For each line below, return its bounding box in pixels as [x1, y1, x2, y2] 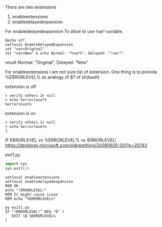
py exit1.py [5, 205, 29, 210]
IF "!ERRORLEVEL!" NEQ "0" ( [5, 209, 65, 214]
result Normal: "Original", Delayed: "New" [5, 59, 89, 65]
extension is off [5, 84, 36, 89]
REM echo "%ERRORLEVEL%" [5, 196, 56, 201]
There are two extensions [5, 4, 57, 10]
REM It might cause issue [5, 192, 58, 197]
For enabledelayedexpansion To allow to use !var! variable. [5, 28, 123, 34]
